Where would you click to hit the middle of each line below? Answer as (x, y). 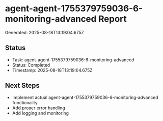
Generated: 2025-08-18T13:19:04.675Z (45, 32)
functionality (25, 102)
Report (112, 19)
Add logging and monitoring (41, 113)
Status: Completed (31, 65)
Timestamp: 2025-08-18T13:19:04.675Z (52, 70)
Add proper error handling (39, 108)
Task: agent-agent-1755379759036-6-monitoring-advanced (73, 60)
